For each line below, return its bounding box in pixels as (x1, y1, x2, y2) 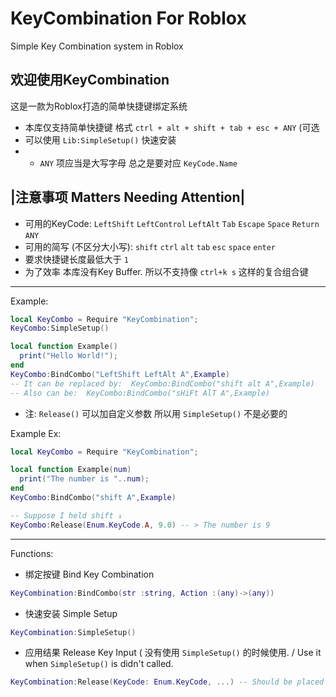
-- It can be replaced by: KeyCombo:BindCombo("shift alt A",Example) (10, 378, 315, 389)
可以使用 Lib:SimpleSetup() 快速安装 (24, 133, 177, 146)
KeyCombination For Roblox (10, 7, 247, 30)
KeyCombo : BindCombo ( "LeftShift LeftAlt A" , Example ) (10, 369, 230, 379)
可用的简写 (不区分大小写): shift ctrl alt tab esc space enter (24, 240, 277, 252)
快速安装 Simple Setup (24, 607, 118, 619)
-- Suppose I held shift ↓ (10, 510, 123, 521)
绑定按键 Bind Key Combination (24, 568, 155, 580)
